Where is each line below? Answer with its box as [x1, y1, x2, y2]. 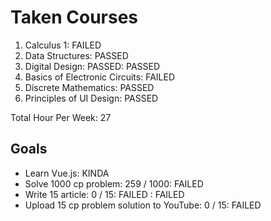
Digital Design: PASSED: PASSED [24, 60, 161, 72]
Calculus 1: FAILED [24, 39, 102, 51]
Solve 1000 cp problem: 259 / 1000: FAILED [24, 177, 204, 190]
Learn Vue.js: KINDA [24, 167, 110, 179]
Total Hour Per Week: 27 [10, 111, 112, 123]
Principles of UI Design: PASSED [24, 92, 159, 104]
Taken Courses [10, 6, 139, 29]
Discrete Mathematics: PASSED [24, 81, 155, 93]
